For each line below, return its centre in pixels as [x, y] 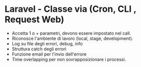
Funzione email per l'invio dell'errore [49, 54]
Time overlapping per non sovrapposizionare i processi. [69, 59]
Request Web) [35, 19]
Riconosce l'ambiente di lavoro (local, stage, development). [72, 38]
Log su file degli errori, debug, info [47, 43]
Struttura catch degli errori [39, 49]
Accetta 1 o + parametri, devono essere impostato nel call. [71, 33]
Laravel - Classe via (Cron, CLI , [70, 9]
